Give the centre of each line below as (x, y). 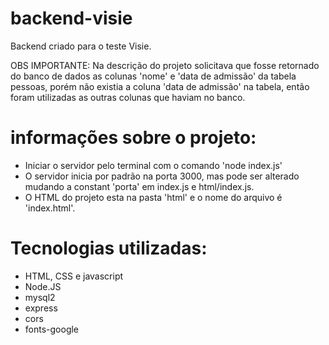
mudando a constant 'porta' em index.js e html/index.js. (139, 186)
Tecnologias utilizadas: (109, 248)
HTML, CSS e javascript (74, 276)
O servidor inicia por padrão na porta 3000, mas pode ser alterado (162, 176)
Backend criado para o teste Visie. (81, 46)
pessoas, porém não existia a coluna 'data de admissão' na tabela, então (160, 86)
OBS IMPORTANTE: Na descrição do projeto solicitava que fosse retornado (165, 65)
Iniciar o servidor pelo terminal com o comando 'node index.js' (153, 165)
